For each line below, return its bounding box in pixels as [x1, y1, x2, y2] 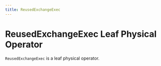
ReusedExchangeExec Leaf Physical [5, 28, 157, 39]
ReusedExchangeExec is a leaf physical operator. [5, 55, 100, 61]
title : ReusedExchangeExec [5, 7, 61, 12]
